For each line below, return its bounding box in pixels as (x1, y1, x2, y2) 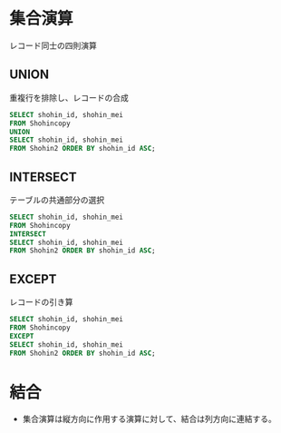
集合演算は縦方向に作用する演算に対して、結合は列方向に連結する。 (22, 414, 276, 425)
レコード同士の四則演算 (9, 40, 97, 51)
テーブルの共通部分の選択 (9, 194, 105, 205)
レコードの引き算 (9, 297, 73, 308)
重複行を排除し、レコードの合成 (9, 92, 129, 103)
